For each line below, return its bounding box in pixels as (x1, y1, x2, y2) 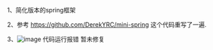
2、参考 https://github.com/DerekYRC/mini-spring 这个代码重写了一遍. (7, 21, 207, 29)
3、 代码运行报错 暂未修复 (7, 35, 105, 43)
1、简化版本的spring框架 (7, 6, 76, 14)
